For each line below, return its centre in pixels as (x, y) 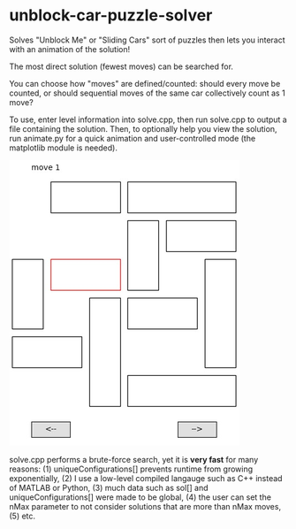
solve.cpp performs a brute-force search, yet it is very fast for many (134, 459)
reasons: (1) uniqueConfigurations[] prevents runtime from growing (131, 469)
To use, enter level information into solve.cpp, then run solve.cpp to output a (148, 119)
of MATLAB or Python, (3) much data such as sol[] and (109, 487)
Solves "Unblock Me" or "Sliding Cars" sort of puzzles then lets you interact (147, 40)
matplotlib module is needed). (63, 148)
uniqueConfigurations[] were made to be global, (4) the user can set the (140, 497)
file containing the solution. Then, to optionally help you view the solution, (143, 128)
